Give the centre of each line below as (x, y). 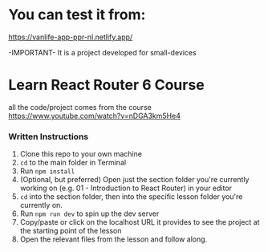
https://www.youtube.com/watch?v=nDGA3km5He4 (94, 116)
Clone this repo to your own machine (81, 154)
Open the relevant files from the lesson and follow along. (114, 239)
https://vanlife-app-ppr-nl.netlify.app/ (71, 37)
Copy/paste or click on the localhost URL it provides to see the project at (140, 222)
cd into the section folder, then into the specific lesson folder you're (131, 197)
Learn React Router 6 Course (106, 85)
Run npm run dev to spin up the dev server (89, 213)
